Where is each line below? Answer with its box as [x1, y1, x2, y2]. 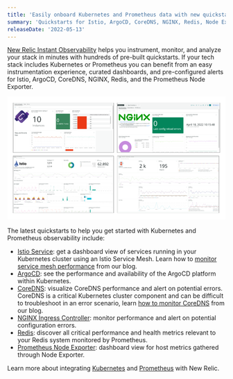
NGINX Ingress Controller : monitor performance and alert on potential [17, 313, 216, 322]
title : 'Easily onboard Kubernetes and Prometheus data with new [7, 11, 200, 18]
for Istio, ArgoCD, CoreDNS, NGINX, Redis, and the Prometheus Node [7, 75, 206, 83]
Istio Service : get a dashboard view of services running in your [17, 247, 197, 255]
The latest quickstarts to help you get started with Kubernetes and [7, 226, 196, 235]
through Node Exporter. [17, 351, 85, 359]
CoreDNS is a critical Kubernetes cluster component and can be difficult [17, 292, 224, 300]
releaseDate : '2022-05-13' [7, 26, 85, 33]
